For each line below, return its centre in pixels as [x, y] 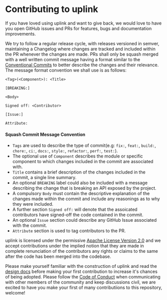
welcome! [15, 293]
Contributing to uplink [52, 9]
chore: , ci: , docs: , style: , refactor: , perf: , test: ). [65, 151]
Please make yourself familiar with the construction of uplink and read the [81, 266]
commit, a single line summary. [44, 178]
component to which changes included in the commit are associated [83, 162]
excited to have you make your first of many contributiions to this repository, [84, 287]
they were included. [33, 204]
